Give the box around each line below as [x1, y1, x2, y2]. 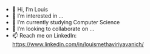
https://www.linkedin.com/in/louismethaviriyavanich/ [12, 41, 144, 48]
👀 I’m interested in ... [12, 12, 64, 19]
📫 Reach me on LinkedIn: [12, 32, 77, 39]
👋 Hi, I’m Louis [12, 6, 49, 13]
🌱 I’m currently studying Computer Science [12, 19, 120, 25]
